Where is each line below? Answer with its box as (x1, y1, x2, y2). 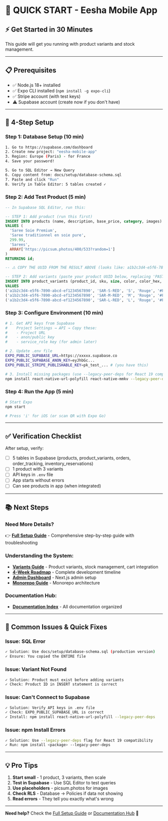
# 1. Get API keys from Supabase (5, 321, 75, 326)
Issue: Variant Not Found (5, 666, 66, 673)
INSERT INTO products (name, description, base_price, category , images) (5, 218, 162, 224)
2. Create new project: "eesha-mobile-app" (5, 149, 97, 155)
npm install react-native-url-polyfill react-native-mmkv (5, 376, 128, 381)
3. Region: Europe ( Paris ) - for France (5, 154, 91, 159)
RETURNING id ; (5, 256, 35, 261)
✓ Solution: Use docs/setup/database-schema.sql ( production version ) (5, 649, 155, 654)
